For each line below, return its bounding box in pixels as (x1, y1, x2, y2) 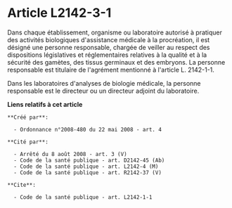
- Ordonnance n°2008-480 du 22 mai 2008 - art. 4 (13, 126, 162, 133)
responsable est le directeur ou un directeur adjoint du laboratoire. (7, 86, 200, 95)
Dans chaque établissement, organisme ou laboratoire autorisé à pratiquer (7, 28, 223, 37)
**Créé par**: (7, 114, 49, 121)
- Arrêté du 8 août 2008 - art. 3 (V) (13, 150, 128, 157)
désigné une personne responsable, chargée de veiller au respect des (7, 43, 210, 51)
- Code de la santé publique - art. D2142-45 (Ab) (13, 157, 165, 164)
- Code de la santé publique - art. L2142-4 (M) (13, 163, 159, 170)
